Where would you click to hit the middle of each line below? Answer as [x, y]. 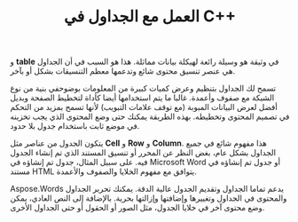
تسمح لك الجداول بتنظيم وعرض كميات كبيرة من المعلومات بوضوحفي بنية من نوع [143, 88]
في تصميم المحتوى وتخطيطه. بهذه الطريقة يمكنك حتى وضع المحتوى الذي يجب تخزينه [150, 116]
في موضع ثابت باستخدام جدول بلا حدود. [75, 126]
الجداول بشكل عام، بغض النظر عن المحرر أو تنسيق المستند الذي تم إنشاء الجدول [143, 153]
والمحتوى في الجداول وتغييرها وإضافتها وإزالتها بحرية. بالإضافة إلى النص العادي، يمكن [149, 198]
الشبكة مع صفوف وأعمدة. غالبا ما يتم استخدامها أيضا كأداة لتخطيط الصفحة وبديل [142, 98]
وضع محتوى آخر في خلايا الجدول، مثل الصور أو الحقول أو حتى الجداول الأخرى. [137, 208]
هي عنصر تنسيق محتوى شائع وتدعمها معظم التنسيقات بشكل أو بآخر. [123, 71]
